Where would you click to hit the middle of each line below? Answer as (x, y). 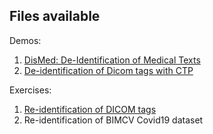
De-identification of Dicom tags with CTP (108, 70)
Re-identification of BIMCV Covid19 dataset (113, 120)
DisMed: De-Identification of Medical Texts (112, 60)
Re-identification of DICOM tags (90, 109)
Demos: (25, 40)
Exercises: (30, 90)
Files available (55, 16)
